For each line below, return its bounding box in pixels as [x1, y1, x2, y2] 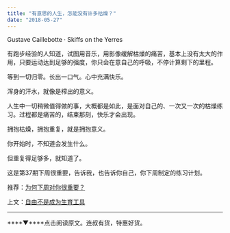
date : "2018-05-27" [7, 16, 63, 23]
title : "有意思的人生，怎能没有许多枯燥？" [7, 10, 116, 17]
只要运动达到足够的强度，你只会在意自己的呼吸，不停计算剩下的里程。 [18, 58, 217, 66]
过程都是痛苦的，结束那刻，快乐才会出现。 [18, 110, 139, 119]
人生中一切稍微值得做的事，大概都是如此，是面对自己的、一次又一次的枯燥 [7, 101, 217, 110]
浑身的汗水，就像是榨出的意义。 [7, 87, 97, 95]
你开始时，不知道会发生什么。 [7, 139, 91, 147]
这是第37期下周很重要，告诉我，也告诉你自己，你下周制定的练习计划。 [7, 169, 207, 177]
